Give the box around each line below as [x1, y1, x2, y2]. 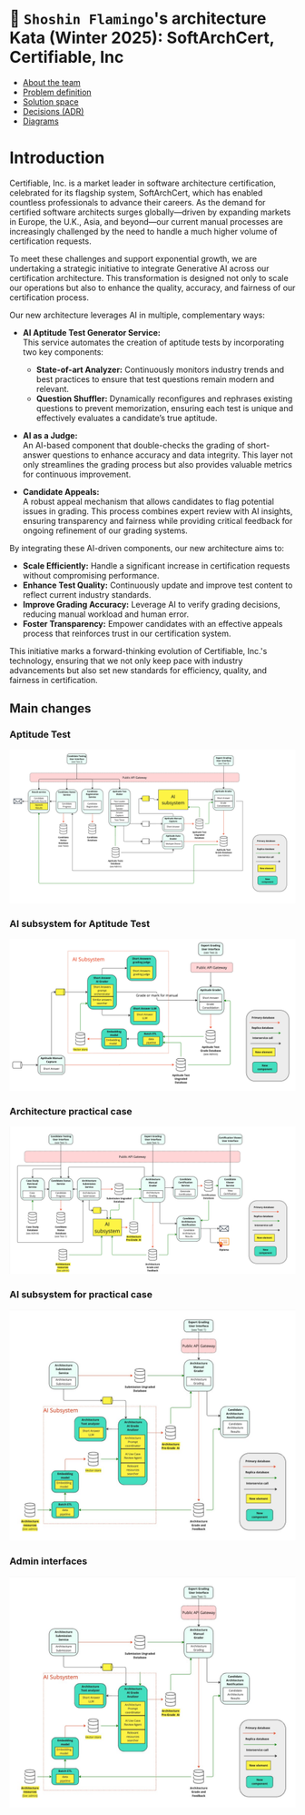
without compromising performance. [22, 570, 161, 580]
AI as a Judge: [22, 429, 78, 440]
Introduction [9, 147, 105, 168]
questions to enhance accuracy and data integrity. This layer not [52, 449, 293, 460]
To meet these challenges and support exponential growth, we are [9, 253, 257, 264]
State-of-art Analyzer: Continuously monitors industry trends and [35, 364, 284, 375]
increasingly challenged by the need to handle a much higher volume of [9, 226, 278, 237]
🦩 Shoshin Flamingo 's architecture [9, 8, 267, 29]
